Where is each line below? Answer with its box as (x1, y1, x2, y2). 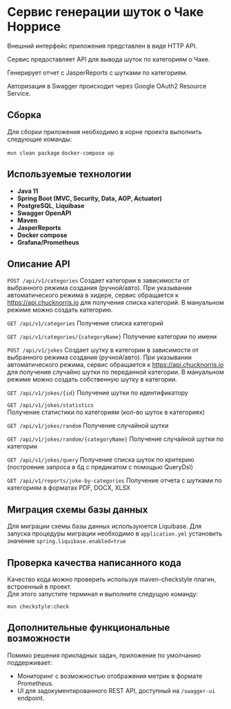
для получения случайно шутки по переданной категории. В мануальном (7, 368, 224, 377)
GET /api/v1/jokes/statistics (7, 402, 94, 409)
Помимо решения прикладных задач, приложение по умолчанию (7, 651, 201, 659)
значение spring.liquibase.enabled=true (7, 537, 126, 545)
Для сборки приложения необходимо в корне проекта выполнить (7, 127, 202, 135)
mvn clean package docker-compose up (7, 149, 114, 156)
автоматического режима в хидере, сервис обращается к (7, 291, 179, 299)
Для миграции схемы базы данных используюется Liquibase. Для (7, 522, 202, 531)
